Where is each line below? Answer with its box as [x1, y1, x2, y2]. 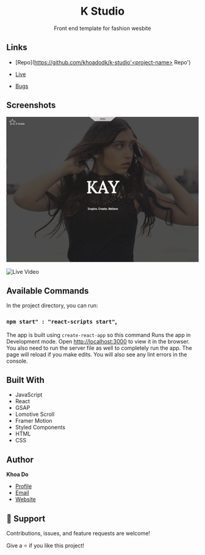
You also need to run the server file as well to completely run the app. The [6, 344, 192, 352]
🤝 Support [6, 513, 46, 524]
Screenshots [6, 100, 56, 111]
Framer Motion [15, 417, 53, 425]
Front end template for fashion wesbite [54, 25, 151, 32]
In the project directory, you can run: [6, 302, 98, 309]
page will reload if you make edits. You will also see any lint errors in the [6, 350, 187, 358]
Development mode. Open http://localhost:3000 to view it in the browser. [6, 338, 190, 345]
